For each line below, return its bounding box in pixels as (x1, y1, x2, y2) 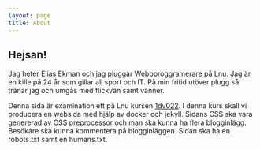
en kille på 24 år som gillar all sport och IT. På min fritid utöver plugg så (8, 77, 240, 87)
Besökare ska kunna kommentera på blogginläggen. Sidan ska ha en (8, 126, 231, 136)
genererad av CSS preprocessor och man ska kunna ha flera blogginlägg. (8, 118, 247, 127)
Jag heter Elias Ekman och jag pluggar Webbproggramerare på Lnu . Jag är (8, 69, 251, 79)
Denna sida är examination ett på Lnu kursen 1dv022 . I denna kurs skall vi (8, 101, 247, 111)
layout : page (8, 11, 51, 20)
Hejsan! (8, 48, 47, 62)
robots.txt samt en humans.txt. (8, 135, 108, 144)
